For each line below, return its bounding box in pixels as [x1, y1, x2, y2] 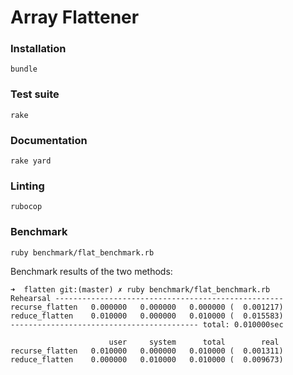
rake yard [10, 156, 52, 166]
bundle [10, 64, 38, 75]
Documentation [10, 133, 88, 147]
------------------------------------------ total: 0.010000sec [10, 319, 284, 330]
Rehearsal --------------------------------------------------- [10, 293, 284, 303]
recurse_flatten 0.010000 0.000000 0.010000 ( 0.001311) [10, 346, 284, 356]
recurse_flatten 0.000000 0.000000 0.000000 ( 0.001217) [10, 302, 284, 312]
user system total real [108, 337, 280, 347]
